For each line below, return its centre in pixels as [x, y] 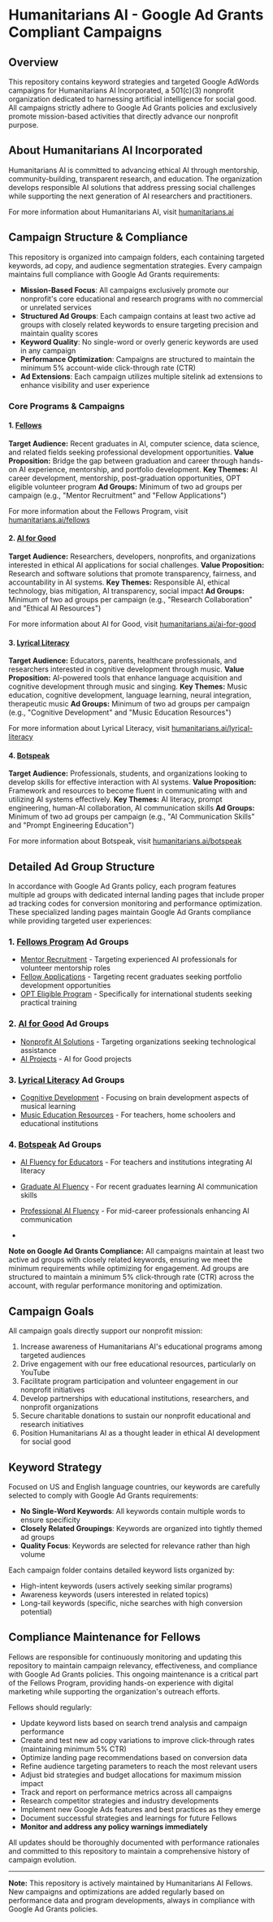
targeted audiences [53, 1355]
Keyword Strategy [55, 1467]
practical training [48, 1002]
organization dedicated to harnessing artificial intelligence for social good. [133, 99]
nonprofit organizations [59, 1407]
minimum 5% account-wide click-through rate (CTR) [108, 367]
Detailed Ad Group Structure [82, 866]
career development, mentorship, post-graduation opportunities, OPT [125, 478]
